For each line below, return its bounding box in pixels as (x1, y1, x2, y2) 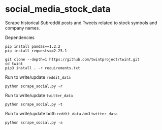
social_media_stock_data (5, 3, 111, 15)
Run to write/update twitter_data (5, 92, 73, 98)
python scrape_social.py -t (5, 102, 63, 107)
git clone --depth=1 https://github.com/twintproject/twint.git (5, 57, 140, 62)
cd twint (5, 61, 23, 66)
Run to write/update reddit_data (5, 74, 71, 80)
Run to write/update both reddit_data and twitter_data (5, 110, 118, 116)
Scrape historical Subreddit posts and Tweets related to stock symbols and (5, 20, 158, 26)
